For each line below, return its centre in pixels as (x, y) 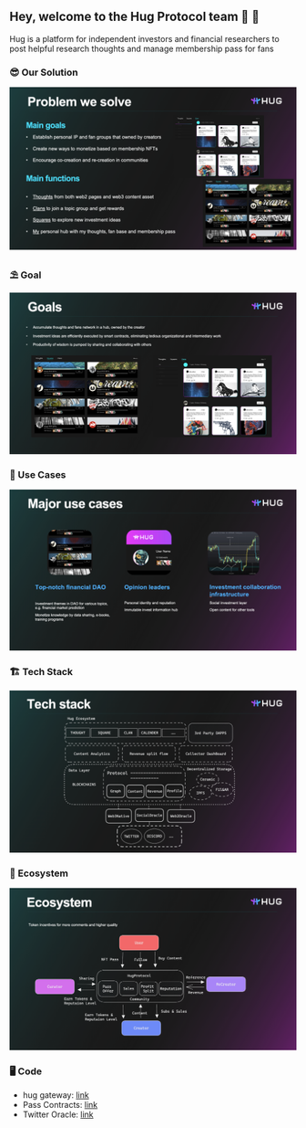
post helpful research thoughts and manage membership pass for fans (142, 48)
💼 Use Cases (38, 474)
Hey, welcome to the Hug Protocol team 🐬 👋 (135, 17)
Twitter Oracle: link (58, 1114)
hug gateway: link (56, 1095)
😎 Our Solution (44, 72)
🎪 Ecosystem (39, 873)
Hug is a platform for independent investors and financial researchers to (144, 38)
